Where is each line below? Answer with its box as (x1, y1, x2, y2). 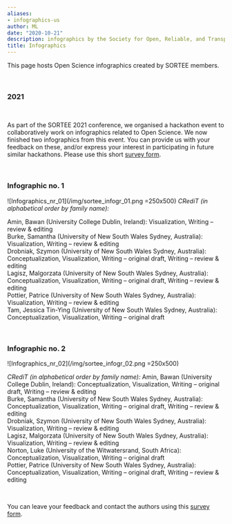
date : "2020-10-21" (7, 29, 64, 37)
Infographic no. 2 (7, 344, 66, 353)
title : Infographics (7, 42, 67, 49)
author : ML (7, 23, 39, 30)
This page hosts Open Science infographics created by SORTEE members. (7, 62, 220, 69)
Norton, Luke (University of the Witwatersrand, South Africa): (7, 446, 182, 454)
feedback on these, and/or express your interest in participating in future (7, 143, 214, 151)
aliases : (7, 10, 32, 17)
